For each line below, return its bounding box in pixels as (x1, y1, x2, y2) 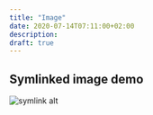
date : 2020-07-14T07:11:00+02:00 (9, 22, 135, 31)
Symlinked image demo (9, 71, 144, 86)
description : (9, 30, 58, 39)
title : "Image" (9, 13, 67, 22)
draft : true (9, 38, 54, 48)
